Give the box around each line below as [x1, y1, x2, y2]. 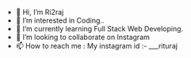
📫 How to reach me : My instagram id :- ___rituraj [15, 42, 178, 50]
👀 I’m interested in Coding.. [15, 16, 105, 25]
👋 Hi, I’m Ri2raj [15, 8, 64, 16]
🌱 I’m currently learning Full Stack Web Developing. [15, 24, 184, 33]
